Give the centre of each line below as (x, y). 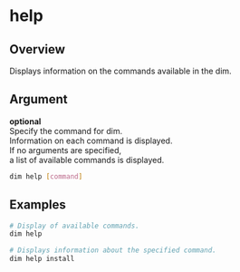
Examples (38, 205)
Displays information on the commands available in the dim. (121, 71)
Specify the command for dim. (66, 131)
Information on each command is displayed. (91, 141)
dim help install (42, 259)
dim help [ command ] (46, 176)
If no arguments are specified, (66, 150)
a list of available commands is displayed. (87, 160)
